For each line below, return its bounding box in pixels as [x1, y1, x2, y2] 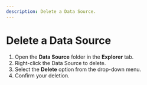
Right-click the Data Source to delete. [14, 59, 106, 66]
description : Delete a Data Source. [6, 8, 96, 15]
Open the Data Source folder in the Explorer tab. [14, 53, 134, 60]
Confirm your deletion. [14, 72, 70, 79]
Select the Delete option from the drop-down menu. [14, 66, 142, 73]
